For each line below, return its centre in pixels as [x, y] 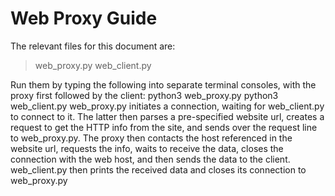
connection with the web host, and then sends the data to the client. [150, 159]
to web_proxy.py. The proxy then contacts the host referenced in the [151, 138]
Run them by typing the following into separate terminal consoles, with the [163, 84]
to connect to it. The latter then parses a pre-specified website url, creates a [167, 116]
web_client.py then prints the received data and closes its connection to [158, 169]
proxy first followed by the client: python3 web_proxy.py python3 [144, 95]
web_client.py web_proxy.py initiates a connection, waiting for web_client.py [167, 106]
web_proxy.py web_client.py [93, 65]
